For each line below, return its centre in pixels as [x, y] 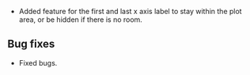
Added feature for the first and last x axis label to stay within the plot [130, 11]
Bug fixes [31, 44]
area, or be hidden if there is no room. [81, 20]
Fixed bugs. [38, 62]
